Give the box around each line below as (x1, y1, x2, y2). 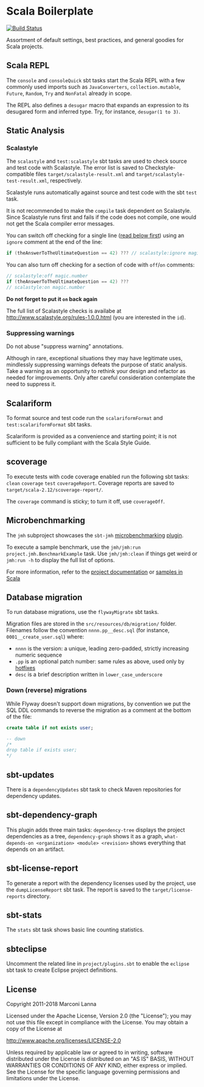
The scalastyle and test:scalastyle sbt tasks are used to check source (6, 157, 187, 165)
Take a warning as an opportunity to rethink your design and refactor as (6, 368, 186, 375)
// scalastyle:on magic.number (6, 285, 86, 291)
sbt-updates (6, 769, 55, 780)
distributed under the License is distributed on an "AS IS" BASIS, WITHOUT (6, 1055, 194, 1063)
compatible (6, 171, 35, 178)
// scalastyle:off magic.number (6, 273, 88, 279)
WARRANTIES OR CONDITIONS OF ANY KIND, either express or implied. (6, 1062, 187, 1069)
